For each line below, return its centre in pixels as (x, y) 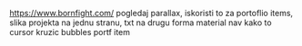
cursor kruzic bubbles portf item (70, 32)
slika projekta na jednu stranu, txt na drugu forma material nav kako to (141, 23)
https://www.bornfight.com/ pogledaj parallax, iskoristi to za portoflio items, (151, 13)
